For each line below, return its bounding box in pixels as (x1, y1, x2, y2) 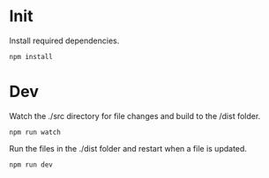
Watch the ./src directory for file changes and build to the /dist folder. (9, 110, 261, 121)
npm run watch (9, 128, 62, 137)
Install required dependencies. (9, 35, 120, 46)
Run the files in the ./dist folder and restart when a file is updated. (9, 143, 247, 153)
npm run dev (9, 160, 53, 169)
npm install (9, 52, 53, 61)
